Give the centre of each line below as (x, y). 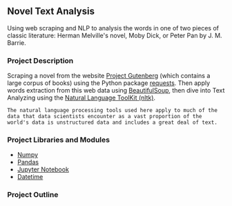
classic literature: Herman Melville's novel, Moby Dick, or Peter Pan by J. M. (115, 35)
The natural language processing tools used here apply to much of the (112, 111)
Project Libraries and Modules (59, 140)
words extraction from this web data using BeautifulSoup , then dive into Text (116, 91)
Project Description (40, 60)
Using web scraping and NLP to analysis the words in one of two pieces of (113, 28)
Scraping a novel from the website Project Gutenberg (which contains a (109, 76)
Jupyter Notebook (43, 169)
